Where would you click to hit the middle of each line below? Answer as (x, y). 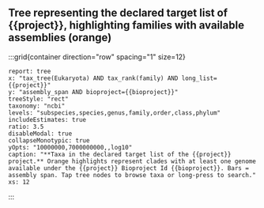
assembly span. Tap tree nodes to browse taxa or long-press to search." (132, 175)
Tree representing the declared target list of (118, 13)
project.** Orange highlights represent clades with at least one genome (132, 161)
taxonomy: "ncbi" (37, 106)
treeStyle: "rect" (38, 99)
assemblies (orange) (60, 38)
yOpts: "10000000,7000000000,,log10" (70, 147)
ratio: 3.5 (26, 127)
